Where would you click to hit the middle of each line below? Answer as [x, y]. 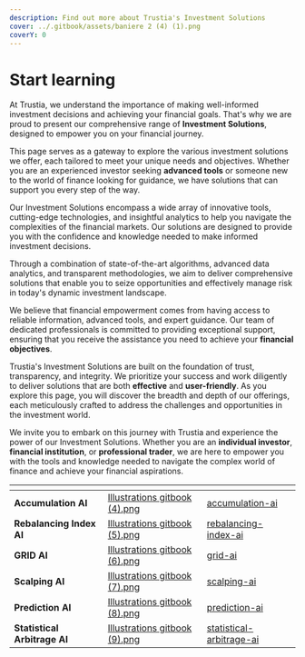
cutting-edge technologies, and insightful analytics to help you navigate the [151, 217]
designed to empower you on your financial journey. [107, 134]
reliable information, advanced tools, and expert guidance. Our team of [142, 320]
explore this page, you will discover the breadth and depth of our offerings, [150, 395]
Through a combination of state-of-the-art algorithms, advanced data [139, 264]
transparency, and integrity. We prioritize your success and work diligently [148, 376]
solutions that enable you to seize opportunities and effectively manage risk [151, 284]
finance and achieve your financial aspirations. [97, 471]
